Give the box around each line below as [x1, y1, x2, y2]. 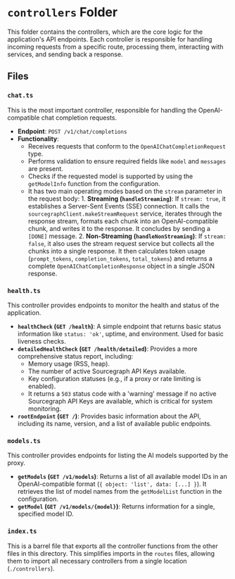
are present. [27, 164, 63, 173]
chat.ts [7, 92, 34, 99]
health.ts [7, 287, 41, 294]
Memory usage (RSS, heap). [27, 359, 110, 368]
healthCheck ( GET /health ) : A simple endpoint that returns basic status [17, 322, 222, 330]
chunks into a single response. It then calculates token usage [27, 247, 205, 255]
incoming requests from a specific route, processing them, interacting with [7, 42, 224, 51]
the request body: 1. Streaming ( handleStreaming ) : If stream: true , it [27, 194, 227, 203]
